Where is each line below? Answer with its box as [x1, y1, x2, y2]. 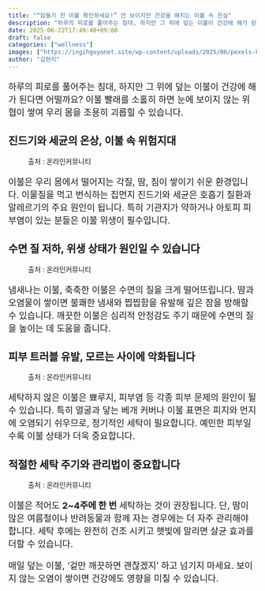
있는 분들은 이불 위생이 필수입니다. [35, 215, 171, 226]
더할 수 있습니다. [8, 538, 73, 550]
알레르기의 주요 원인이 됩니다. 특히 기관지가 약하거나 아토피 [8, 202, 241, 213]
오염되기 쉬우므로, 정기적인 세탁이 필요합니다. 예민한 [18, 417, 225, 429]
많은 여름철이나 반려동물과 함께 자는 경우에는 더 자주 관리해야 [8, 513, 249, 525]
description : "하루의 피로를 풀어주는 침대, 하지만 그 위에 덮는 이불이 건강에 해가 [8, 19, 248, 27]
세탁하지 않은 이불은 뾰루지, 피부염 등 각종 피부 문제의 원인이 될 [8, 392, 256, 403]
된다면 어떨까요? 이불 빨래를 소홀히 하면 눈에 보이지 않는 [18, 94, 240, 105]
